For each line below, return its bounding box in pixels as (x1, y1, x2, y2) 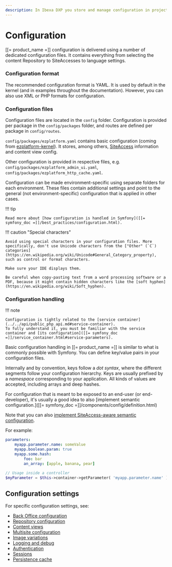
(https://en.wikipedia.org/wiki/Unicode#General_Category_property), (5, 253, 157, 258)
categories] (5, 248, 31, 254)
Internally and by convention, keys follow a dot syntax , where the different (5, 365, 162, 371)
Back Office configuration (12, 513, 68, 519)
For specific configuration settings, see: (5, 503, 90, 509)
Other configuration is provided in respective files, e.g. (5, 159, 120, 165)
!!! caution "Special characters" (5, 229, 71, 236)
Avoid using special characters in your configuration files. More (5, 239, 153, 244)
